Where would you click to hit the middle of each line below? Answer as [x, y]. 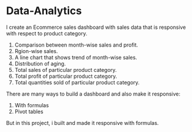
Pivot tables [29, 111]
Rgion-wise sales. [36, 51]
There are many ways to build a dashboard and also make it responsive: [93, 94]
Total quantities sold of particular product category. [77, 82]
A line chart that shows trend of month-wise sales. [76, 57]
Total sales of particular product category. [66, 70]
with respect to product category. [47, 33]
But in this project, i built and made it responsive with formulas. [82, 123]
